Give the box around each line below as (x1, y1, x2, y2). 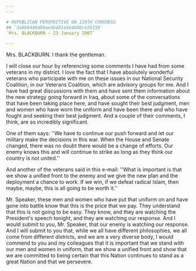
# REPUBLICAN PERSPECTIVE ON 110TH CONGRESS (6, 19, 116, 25)
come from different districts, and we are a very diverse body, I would (6, 234, 174, 241)
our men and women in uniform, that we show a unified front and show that (6, 246, 187, 253)
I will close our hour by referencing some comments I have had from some (6, 63, 185, 70)
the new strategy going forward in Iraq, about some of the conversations (6, 94, 181, 101)
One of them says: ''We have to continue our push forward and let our (6, 130, 174, 137)
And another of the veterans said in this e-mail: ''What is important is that (6, 166, 182, 173)
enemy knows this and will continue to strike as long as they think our (6, 149, 173, 156)
